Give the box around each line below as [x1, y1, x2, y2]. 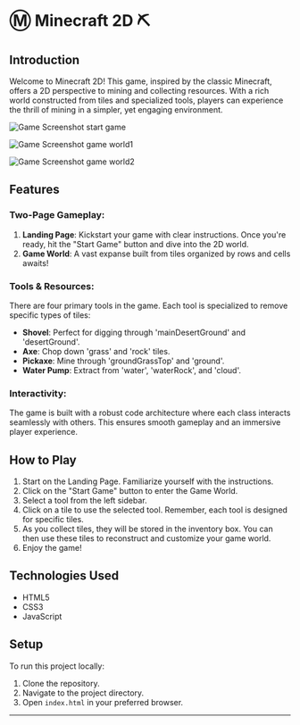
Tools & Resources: [9, 279, 95, 292]
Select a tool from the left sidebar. [21, 496, 147, 506]
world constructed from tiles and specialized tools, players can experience [9, 95, 284, 105]
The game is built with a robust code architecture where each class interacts [9, 407, 291, 419]
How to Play [9, 452, 78, 468]
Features [9, 182, 60, 197]
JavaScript [21, 611, 62, 621]
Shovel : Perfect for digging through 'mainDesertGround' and [21, 327, 246, 337]
